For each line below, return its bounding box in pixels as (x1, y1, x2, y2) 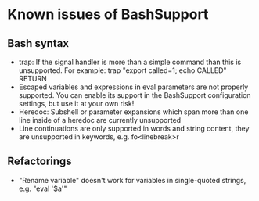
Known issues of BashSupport (7, 5, 209, 23)
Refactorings (7, 155, 72, 168)
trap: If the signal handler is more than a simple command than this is (18, 57, 242, 66)
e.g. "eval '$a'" (18, 184, 67, 193)
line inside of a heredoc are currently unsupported (18, 116, 182, 124)
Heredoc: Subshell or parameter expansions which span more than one (18, 107, 249, 117)
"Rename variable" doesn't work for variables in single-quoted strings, (18, 175, 246, 185)
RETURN (18, 74, 48, 83)
